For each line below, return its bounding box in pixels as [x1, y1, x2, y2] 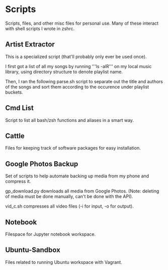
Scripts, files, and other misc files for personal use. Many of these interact [5, 20, 159, 26]
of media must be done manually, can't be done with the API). [5, 193, 133, 199]
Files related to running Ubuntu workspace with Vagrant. [5, 259, 122, 265]
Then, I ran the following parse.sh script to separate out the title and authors [5, 78, 163, 84]
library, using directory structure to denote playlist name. [5, 69, 123, 75]
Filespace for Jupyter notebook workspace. [5, 231, 96, 237]
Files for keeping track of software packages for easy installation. [5, 145, 141, 151]
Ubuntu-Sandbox [5, 246, 60, 254]
